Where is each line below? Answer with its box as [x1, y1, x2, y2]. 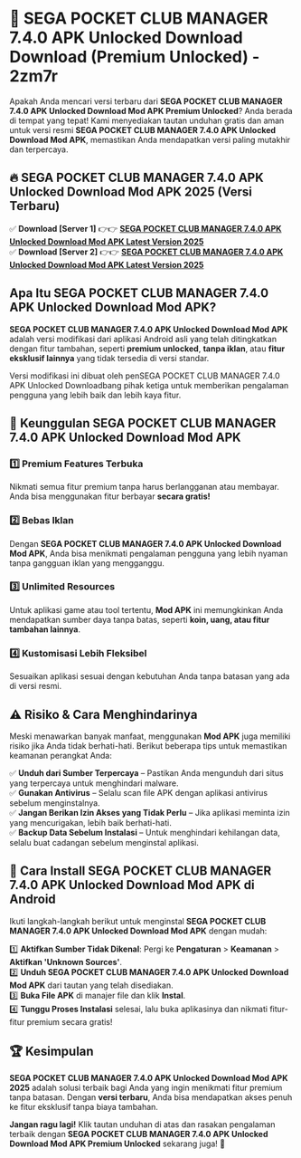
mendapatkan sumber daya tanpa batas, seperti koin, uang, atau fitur [9, 614, 270, 625]
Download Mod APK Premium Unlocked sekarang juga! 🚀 [9, 1138, 226, 1149]
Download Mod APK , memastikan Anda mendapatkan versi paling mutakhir [9, 134, 291, 145]
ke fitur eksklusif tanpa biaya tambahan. [9, 1101, 158, 1112]
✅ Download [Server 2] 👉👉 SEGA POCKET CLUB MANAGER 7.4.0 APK [9, 246, 284, 257]
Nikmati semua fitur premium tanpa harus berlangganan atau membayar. [9, 482, 280, 493]
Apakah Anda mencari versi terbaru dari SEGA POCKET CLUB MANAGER [9, 95, 283, 107]
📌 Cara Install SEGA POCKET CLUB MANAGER [9, 864, 272, 879]
